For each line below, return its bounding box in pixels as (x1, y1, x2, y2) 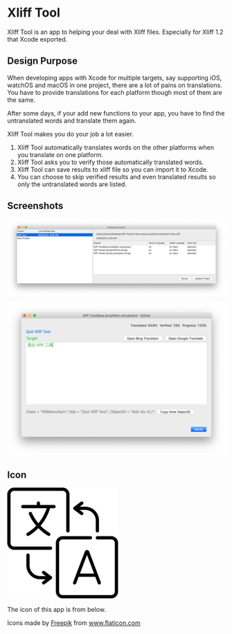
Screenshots (7, 200, 64, 212)
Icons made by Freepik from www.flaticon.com (7, 618, 141, 627)
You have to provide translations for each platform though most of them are (7, 88, 223, 96)
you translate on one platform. (17, 150, 104, 158)
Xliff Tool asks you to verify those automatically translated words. (17, 158, 204, 166)
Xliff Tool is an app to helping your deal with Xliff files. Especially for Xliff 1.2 (7, 28, 224, 36)
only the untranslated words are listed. (17, 180, 127, 188)
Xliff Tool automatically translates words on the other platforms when (17, 143, 215, 152)
